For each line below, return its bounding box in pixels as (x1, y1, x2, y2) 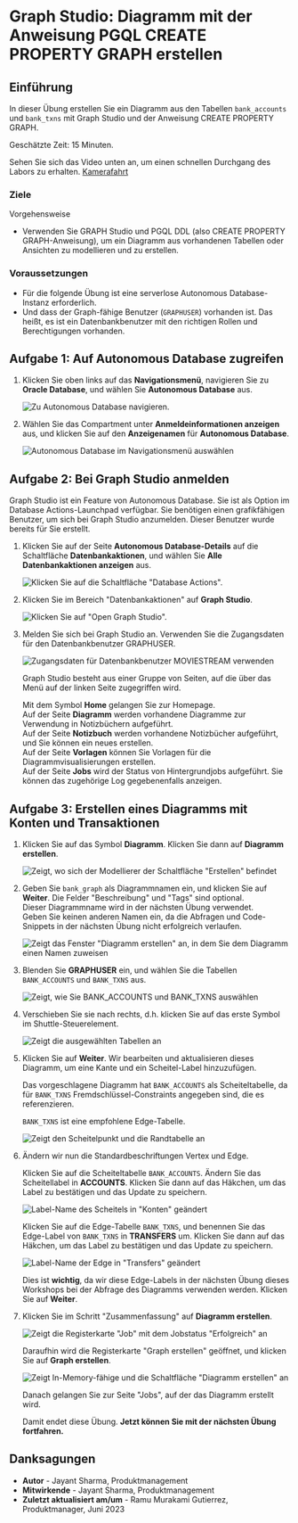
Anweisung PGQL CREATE (9, 25, 207, 45)
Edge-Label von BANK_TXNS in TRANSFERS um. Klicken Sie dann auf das (21, 1231, 285, 1241)
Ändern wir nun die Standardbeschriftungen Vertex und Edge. (21, 1150, 249, 1161)
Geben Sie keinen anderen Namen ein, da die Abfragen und (21, 911, 241, 922)
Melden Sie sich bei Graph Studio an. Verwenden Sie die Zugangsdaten (21, 629, 285, 639)
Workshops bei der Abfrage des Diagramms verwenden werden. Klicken (21, 1284, 287, 1295)
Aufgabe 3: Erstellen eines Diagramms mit (9, 801, 248, 817)
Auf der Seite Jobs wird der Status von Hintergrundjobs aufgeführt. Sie (21, 766, 283, 777)
